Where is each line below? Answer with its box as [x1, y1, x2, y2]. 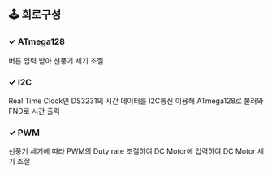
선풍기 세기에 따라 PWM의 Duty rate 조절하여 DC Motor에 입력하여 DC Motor [8, 146, 256, 156]
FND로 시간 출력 [8, 106, 61, 115]
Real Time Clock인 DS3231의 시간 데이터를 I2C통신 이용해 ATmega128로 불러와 [8, 96, 264, 106]
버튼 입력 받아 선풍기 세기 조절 [8, 55, 104, 65]
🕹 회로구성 [8, 7, 62, 22]
